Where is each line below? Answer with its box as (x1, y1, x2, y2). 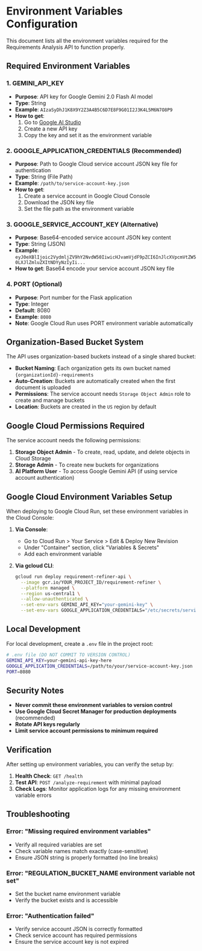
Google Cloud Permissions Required (6, 421, 145, 431)
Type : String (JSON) (14, 240, 66, 248)
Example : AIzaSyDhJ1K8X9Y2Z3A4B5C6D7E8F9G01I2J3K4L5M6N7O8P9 (14, 106, 173, 113)
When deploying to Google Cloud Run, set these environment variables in (6, 508, 189, 515)
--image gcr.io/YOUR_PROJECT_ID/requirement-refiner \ (21, 579, 162, 585)
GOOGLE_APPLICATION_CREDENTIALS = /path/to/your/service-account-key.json (6, 663, 193, 669)
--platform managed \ (21, 585, 75, 591)
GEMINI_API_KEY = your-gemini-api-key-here (6, 657, 112, 663)
